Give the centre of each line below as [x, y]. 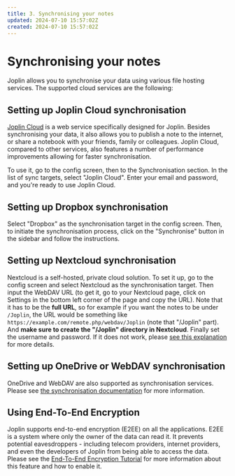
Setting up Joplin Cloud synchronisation [97, 110]
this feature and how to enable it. [55, 466]
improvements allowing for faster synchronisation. [79, 157]
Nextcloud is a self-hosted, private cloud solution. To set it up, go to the [111, 277]
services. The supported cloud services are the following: [90, 88]
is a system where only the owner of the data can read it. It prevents [106, 437]
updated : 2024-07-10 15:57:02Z [53, 20]
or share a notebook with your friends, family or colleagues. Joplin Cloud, [113, 142]
